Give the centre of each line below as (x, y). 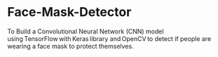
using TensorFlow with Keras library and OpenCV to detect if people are (109, 38)
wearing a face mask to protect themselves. (71, 46)
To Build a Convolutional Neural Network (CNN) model (86, 31)
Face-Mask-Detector (69, 12)
